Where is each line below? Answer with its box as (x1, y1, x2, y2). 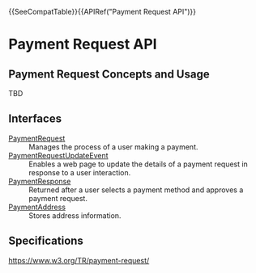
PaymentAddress (8, 202, 66, 212)
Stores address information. (28, 210, 122, 220)
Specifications (8, 234, 83, 248)
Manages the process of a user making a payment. (28, 141, 198, 152)
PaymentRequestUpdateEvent (8, 150, 109, 160)
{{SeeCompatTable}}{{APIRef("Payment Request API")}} (8, 7, 197, 16)
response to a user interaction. (28, 167, 131, 177)
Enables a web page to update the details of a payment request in (28, 159, 249, 169)
